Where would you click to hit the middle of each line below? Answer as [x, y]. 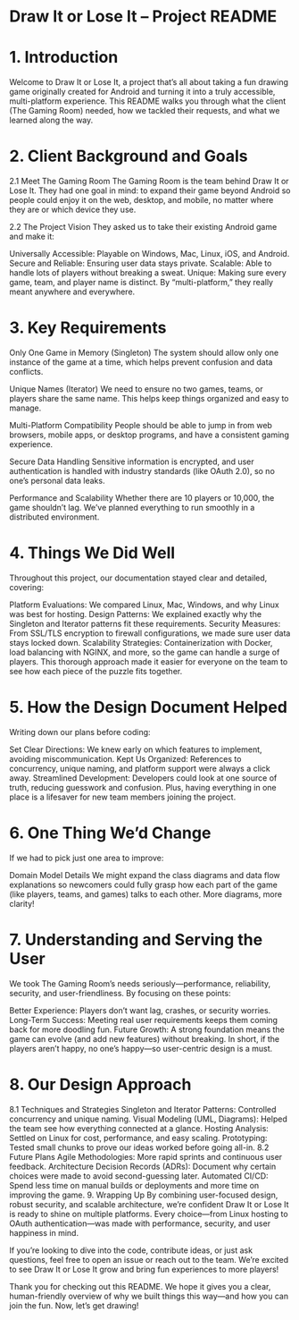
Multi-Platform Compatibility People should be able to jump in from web [141, 425]
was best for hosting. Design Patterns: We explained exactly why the [135, 613]
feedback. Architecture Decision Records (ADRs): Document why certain [143, 1166]
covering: [27, 587]
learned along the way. [51, 120]
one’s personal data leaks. [57, 481]
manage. [25, 408]
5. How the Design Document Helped [149, 707]
